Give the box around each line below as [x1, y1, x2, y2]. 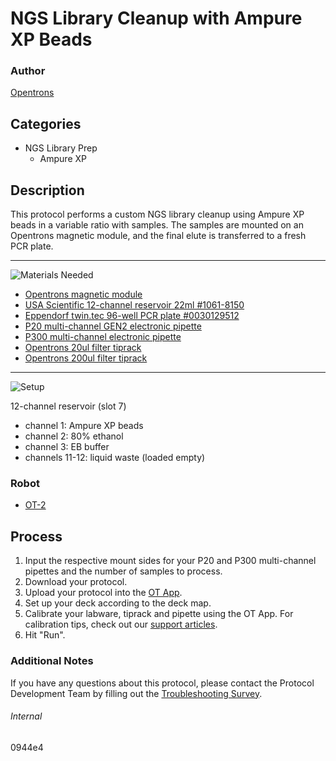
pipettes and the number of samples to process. [24, 565, 223, 577]
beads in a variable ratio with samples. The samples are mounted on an [10, 219, 304, 231]
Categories [10, 115, 82, 132]
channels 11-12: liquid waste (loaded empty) [24, 452, 206, 464]
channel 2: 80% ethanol [24, 430, 124, 442]
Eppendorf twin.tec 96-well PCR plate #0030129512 [24, 310, 240, 322]
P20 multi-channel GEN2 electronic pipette [24, 320, 202, 332]
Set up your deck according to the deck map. [24, 597, 212, 609]
